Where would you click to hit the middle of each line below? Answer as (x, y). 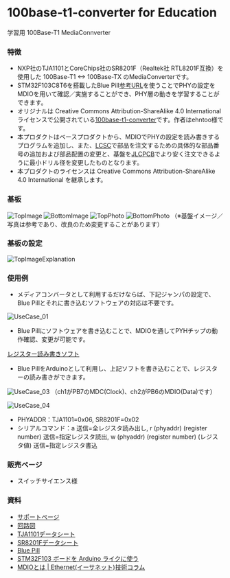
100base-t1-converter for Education (112, 13)
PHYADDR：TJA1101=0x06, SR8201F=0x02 (78, 419)
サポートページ (38, 517)
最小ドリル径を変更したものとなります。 (86, 163)
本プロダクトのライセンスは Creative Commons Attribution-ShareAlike (116, 171)
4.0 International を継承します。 (62, 180)
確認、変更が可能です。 (56, 339)
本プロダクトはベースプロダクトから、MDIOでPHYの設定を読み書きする (118, 137)
